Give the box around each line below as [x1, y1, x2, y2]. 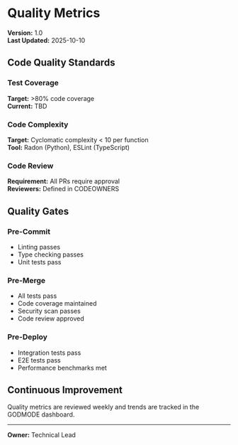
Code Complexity [7, 119, 69, 129]
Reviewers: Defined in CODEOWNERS [7, 185, 119, 193]
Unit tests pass [17, 257, 62, 266]
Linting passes [17, 242, 61, 251]
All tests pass [17, 291, 57, 300]
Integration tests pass [17, 348, 81, 357]
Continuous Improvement [7, 384, 123, 396]
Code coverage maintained [17, 299, 97, 308]
